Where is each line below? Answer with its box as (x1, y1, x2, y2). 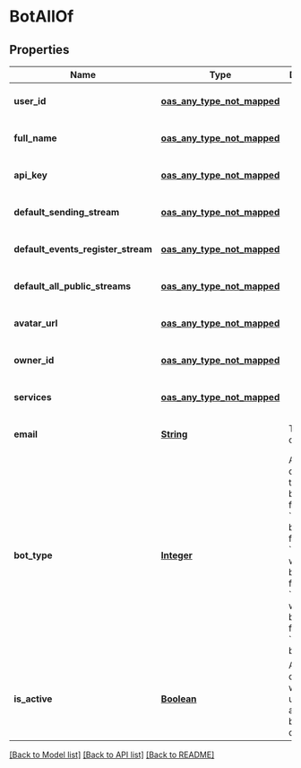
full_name (13, 132, 57, 144)
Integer (160, 549, 193, 562)
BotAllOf (9, 6, 74, 27)
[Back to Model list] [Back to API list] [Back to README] (9, 749, 215, 760)
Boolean (160, 693, 197, 705)
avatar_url (13, 317, 58, 329)
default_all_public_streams (13, 280, 132, 292)
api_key (13, 169, 47, 181)
